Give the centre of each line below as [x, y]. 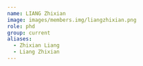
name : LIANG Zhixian [37, 13]
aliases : [20, 39]
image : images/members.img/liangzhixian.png [72, 20]
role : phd [21, 26]
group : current [29, 33]
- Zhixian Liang [36, 45]
